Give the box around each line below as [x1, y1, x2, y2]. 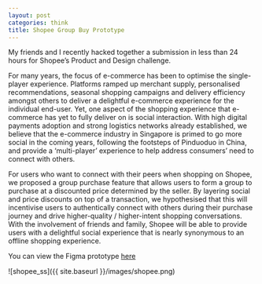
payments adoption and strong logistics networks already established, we [8, 121, 248, 130]
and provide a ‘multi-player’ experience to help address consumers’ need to [8, 146, 254, 155]
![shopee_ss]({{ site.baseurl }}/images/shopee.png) [8, 267, 175, 276]
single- [228, 71, 252, 81]
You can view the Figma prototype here [8, 252, 136, 261]
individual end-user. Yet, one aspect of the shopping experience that [8, 104, 231, 114]
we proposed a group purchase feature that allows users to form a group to [8, 178, 253, 188]
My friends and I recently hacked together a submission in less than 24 [8, 48, 238, 57]
